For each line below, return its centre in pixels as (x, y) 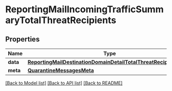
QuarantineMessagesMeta (61, 70)
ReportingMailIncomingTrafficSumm (84, 9)
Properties (23, 39)
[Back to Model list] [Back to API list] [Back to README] (64, 83)
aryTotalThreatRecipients (61, 20)
